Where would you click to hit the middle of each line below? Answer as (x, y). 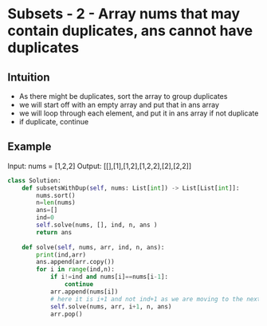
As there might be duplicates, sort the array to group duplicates (123, 96)
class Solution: (34, 180)
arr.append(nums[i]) (84, 292)
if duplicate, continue (54, 122)
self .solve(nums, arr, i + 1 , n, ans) (111, 306)
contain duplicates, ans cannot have (130, 31)
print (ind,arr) (61, 255)
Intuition (29, 77)
